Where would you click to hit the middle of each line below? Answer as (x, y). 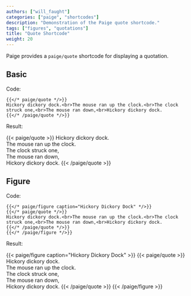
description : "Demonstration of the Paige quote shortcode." (83, 22)
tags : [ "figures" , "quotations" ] (47, 28)
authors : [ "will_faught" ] (38, 12)
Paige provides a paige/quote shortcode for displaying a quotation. (88, 56)
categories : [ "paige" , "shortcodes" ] (53, 17)
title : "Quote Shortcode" (38, 34)
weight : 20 (20, 39)
